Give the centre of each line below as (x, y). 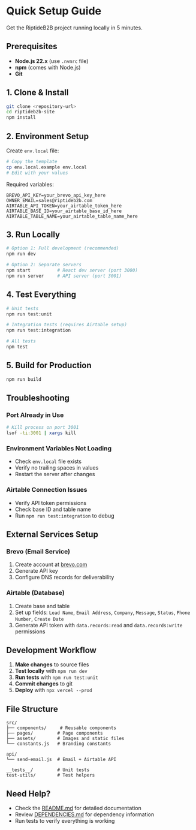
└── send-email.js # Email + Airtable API (61, 760)
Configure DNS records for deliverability (64, 578)
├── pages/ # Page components (55, 733)
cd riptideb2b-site (31, 112)
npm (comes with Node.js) (48, 67)
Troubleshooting (38, 398)
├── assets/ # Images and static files (65, 739)
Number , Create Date (39, 618)
